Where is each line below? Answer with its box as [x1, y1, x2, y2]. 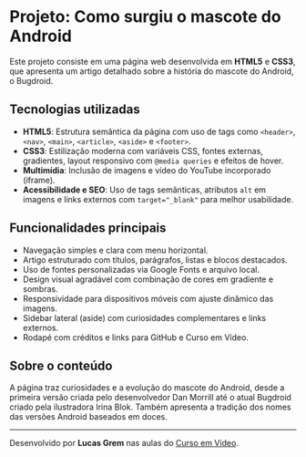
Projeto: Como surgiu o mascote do [9, 6, 281, 27]
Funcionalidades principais [9, 221, 167, 236]
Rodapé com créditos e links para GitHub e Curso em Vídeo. [22, 331, 249, 343]
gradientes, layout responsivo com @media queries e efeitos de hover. [22, 155, 284, 166]
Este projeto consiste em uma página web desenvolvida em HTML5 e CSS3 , [9, 56, 296, 67]
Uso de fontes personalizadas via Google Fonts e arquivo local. [22, 264, 260, 275]
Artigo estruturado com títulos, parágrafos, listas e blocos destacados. [22, 254, 289, 265]
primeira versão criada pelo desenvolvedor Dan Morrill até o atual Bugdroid [9, 392, 291, 403]
